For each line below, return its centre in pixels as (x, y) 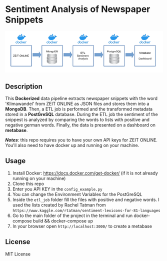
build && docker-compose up (63, 220)
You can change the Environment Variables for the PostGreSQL (77, 194)
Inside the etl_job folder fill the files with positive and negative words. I (86, 199)
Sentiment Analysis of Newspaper (78, 9)
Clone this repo (28, 183)
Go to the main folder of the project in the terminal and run (72, 215)
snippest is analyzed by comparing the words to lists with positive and (77, 120)
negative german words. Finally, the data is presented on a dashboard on (80, 125)
